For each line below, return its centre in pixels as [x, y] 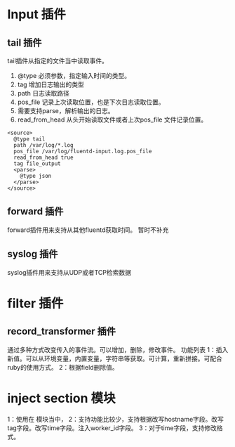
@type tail [29, 139]
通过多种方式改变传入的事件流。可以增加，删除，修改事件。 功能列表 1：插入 [118, 349]
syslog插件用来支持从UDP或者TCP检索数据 [69, 272]
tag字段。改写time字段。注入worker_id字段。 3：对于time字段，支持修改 [112, 428]
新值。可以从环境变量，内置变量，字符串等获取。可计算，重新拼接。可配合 [115, 358]
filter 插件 [35, 303]
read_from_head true [43, 157]
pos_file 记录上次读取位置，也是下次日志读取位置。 [91, 102]
